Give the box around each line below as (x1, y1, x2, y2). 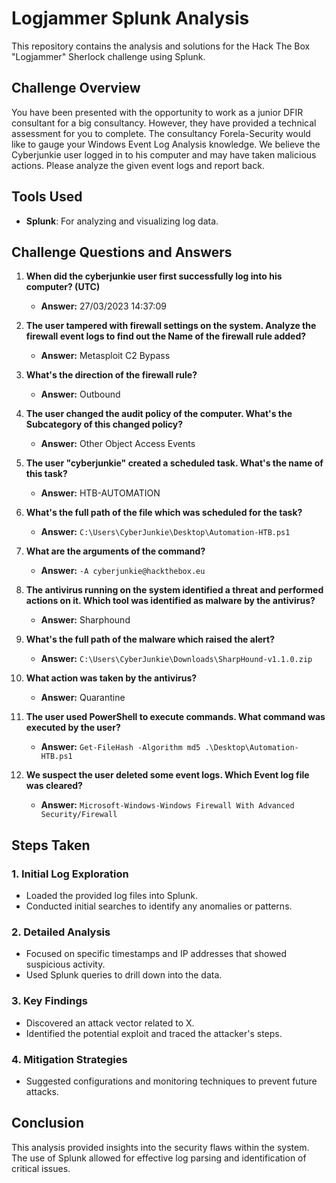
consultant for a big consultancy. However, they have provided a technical (11, 117, 317, 129)
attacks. (25, 1085, 59, 1097)
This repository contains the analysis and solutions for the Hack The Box (11, 40, 311, 52)
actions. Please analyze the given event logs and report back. (11, 159, 265, 171)
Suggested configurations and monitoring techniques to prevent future (25, 1075, 318, 1087)
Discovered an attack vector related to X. (25, 1017, 195, 1029)
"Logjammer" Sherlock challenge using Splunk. (11, 50, 206, 62)
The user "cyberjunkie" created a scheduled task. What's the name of (25, 457, 324, 469)
